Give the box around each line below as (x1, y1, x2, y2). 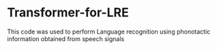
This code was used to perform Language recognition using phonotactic (7, 27, 211, 36)
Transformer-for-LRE (7, 5, 129, 21)
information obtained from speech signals (7, 34, 125, 42)
